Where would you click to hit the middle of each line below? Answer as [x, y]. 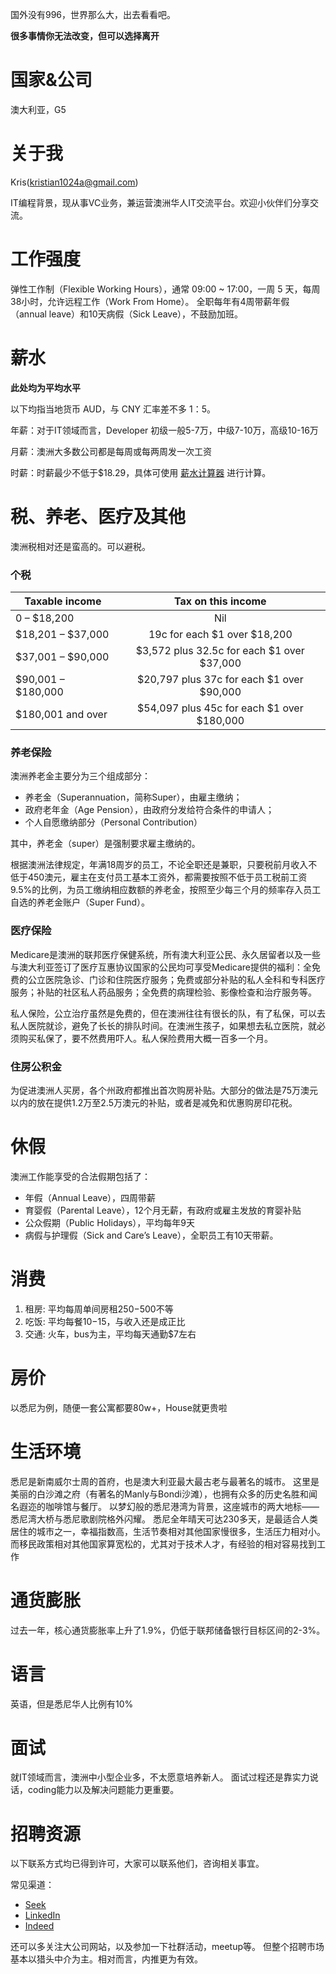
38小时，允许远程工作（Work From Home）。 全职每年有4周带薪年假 [150, 301]
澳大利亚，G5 [38, 109]
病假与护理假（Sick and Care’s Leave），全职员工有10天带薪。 [151, 1235]
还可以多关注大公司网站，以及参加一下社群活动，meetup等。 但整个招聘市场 [167, 1947]
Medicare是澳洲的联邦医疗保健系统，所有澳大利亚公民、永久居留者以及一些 [165, 954]
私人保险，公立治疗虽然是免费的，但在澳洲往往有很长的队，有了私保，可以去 [168, 1013]
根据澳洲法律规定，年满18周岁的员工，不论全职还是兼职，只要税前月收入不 [164, 865]
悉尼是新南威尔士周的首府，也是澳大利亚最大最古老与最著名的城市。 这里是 [165, 1481]
